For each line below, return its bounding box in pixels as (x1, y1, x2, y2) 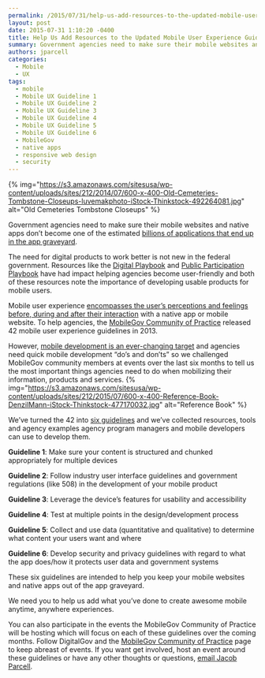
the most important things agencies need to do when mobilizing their (8, 367, 233, 376)
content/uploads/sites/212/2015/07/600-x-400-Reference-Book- (8, 392, 219, 401)
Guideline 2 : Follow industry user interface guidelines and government (8, 471, 238, 481)
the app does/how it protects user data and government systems (8, 557, 219, 567)
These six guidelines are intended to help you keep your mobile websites (8, 572, 245, 582)
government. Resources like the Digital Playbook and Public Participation (8, 261, 244, 270)
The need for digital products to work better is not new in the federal (8, 252, 231, 262)
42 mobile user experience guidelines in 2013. (8, 326, 158, 336)
